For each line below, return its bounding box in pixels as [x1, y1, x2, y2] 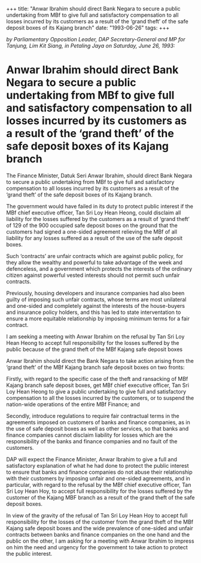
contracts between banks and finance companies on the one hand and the [6, 531, 190, 538]
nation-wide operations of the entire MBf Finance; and [6, 401, 140, 408]
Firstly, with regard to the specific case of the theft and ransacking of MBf [6, 375, 188, 382]
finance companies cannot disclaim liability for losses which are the [6, 431, 173, 438]
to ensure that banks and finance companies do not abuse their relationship [6, 468, 193, 476]
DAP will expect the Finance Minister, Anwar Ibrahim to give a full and [6, 455, 178, 463]
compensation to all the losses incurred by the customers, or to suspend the [6, 394, 194, 401]
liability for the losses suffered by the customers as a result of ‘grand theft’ [6, 215, 190, 222]
